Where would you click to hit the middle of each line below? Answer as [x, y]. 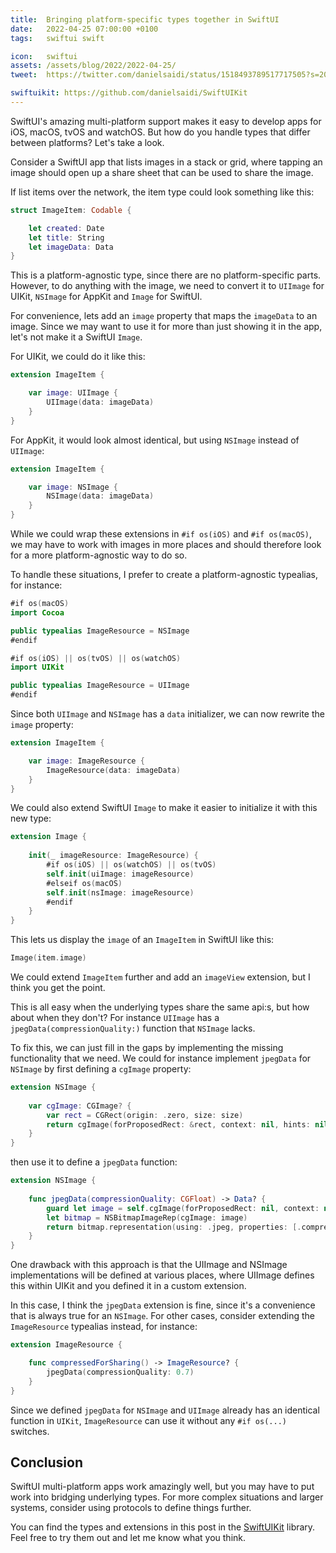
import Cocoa [37, 612]
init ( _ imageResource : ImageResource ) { [113, 856]
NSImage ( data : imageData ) [100, 496]
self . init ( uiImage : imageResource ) [120, 874]
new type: [31, 818]
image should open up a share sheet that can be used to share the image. [162, 172]
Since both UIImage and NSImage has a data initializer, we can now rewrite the [167, 714]
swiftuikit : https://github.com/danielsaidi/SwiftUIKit [129, 93]
